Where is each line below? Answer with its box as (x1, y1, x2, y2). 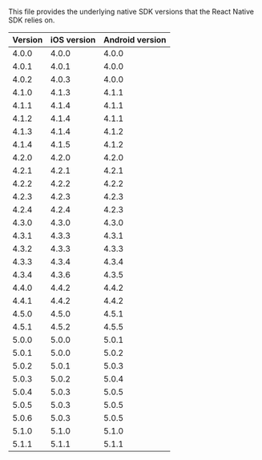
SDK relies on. (8, 15, 55, 25)
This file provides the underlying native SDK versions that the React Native (8, 7, 255, 16)
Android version (103, 34, 167, 45)
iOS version (50, 34, 96, 45)
